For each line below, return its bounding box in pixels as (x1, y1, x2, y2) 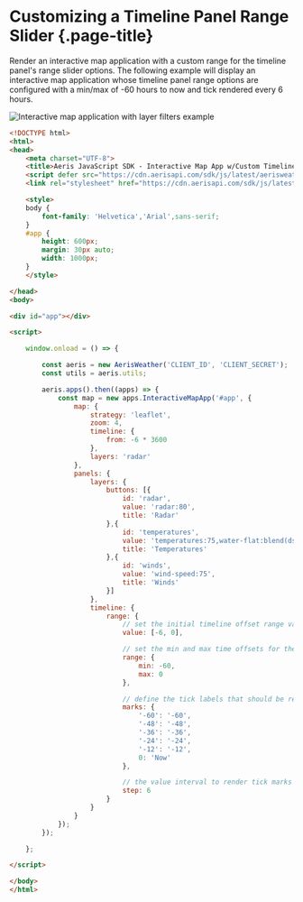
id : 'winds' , (122, 561, 171, 570)
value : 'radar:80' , (122, 502, 196, 511)
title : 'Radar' (122, 511, 179, 520)
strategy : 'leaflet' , (89, 410, 171, 419)
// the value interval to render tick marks (122, 778, 293, 787)
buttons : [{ (106, 485, 151, 495)
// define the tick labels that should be (122, 695, 284, 704)
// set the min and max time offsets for (122, 645, 280, 654)
